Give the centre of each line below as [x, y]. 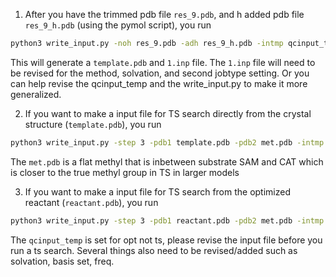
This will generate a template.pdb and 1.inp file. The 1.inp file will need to [163, 62]
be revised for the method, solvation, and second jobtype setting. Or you [160, 73]
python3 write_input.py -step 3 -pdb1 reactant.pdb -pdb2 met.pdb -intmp [167, 220]
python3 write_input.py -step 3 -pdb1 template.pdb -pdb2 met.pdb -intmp [167, 142]
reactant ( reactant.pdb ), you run [91, 202]
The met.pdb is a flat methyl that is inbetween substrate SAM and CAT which [167, 161]
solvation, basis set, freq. [62, 261]
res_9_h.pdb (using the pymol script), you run [118, 25]
